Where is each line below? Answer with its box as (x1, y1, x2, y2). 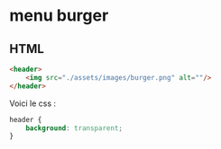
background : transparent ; (25, 123, 124, 133)
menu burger (9, 5, 109, 26)
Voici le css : (9, 98, 57, 109)
